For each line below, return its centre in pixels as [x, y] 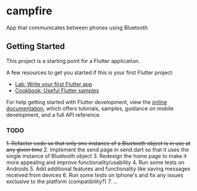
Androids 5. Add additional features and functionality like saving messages [98, 169]
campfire [29, 11]
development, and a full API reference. [54, 114]
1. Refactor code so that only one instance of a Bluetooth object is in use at [99, 143]
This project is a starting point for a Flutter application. [73, 60]
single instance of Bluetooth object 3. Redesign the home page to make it [96, 156]
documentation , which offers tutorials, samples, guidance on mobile [90, 108]
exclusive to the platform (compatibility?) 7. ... [62, 181]
